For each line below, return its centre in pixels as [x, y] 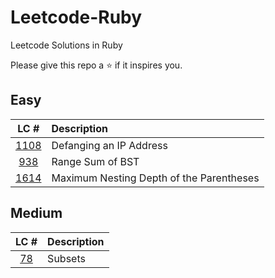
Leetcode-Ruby [76, 17]
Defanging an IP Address [109, 145]
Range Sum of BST [95, 161]
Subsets [66, 258]
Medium [36, 213]
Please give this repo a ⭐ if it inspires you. [96, 65]
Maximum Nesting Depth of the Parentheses [155, 178]
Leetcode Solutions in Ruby [66, 45]
